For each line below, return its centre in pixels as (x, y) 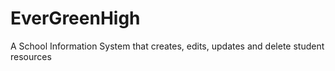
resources (31, 56)
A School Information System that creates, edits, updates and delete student (167, 46)
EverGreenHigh (75, 18)
